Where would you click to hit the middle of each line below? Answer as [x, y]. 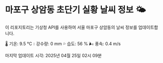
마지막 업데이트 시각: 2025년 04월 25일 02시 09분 [53, 55]
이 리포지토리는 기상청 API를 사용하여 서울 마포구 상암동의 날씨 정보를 [71, 27]
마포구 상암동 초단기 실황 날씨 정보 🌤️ [75, 10]
